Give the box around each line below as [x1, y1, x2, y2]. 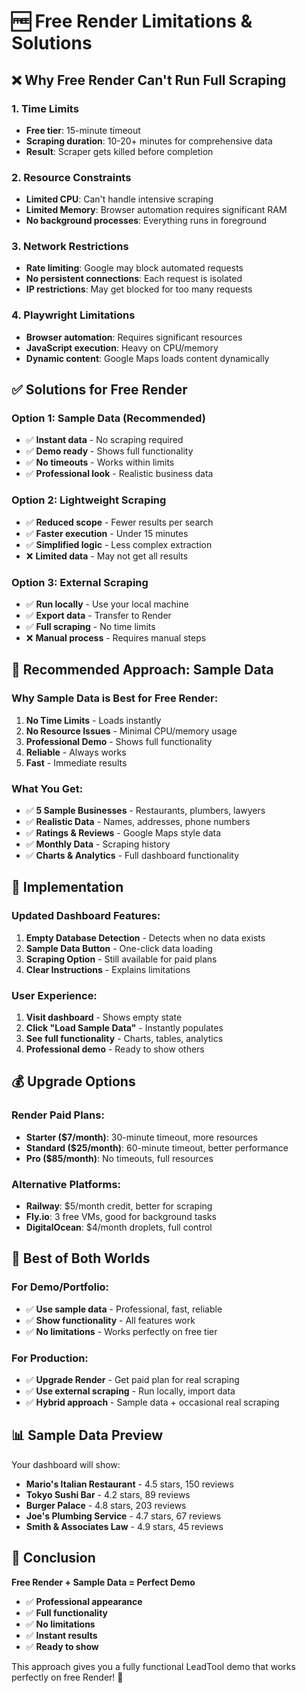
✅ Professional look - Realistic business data [25, 468, 214, 480]
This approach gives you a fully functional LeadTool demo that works [11, 1660, 296, 1672]
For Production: [11, 1351, 89, 1365]
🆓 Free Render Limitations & [11, 10, 253, 33]
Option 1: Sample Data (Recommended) [11, 411, 206, 425]
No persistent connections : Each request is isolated [25, 273, 243, 285]
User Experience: [11, 988, 98, 1002]
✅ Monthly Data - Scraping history [25, 838, 171, 850]
